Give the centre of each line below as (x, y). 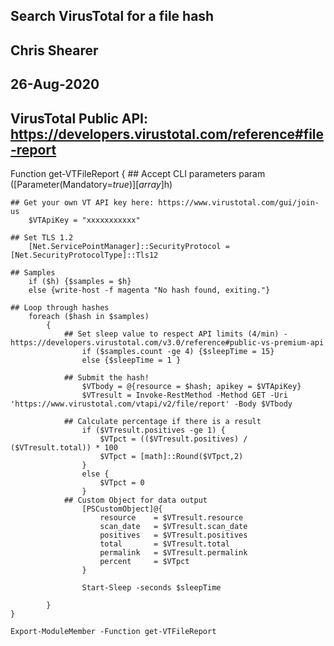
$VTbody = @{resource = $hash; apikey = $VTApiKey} (191, 386)
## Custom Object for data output (135, 500)
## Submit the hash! (106, 377)
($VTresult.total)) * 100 (64, 447)
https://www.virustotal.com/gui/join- (239, 202)
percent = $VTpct (144, 561)
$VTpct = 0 (122, 482)
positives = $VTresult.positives (173, 535)
